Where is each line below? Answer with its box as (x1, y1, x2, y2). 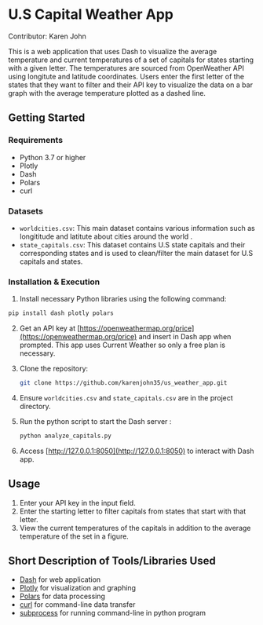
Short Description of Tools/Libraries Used (8, 554, 216, 568)
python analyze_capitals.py (19, 432, 111, 440)
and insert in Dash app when (138, 332, 232, 342)
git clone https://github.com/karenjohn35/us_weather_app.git (19, 379, 228, 387)
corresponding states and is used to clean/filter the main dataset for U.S (19, 248, 254, 258)
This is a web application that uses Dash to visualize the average (8, 46, 217, 56)
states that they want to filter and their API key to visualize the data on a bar (8, 80, 254, 90)
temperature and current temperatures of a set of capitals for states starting (8, 55, 254, 64)
